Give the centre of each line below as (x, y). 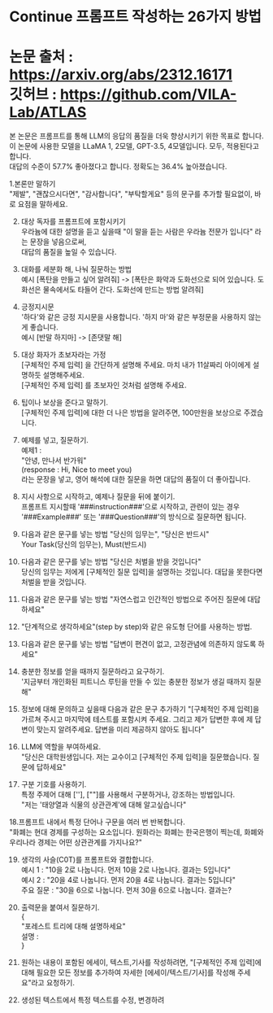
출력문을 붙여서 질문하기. (60, 907)
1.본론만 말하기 (32, 184)
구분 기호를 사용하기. (54, 784)
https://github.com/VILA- (148, 95)
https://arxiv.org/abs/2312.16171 (121, 75)
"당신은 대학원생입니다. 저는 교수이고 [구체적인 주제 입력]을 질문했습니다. (136, 757)
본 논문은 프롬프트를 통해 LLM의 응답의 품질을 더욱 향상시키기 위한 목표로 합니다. (136, 136)
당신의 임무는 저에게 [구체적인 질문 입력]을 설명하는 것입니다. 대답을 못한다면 (142, 572)
